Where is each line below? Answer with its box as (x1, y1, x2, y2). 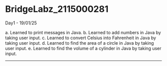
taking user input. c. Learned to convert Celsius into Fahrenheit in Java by (5, 35, 157, 41)
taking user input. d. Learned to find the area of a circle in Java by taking (5, 40, 154, 46)
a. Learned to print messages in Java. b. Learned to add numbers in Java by (5, 29, 162, 35)
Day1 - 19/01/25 (5, 20, 37, 26)
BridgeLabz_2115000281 (5, 3, 108, 15)
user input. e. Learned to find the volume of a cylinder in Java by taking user (5, 45, 162, 51)
